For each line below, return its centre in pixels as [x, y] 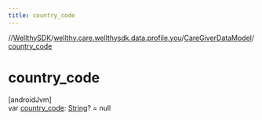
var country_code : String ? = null [60, 107]
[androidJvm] [30, 100]
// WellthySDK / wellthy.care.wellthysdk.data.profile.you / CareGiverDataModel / [131, 38]
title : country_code [42, 15]
